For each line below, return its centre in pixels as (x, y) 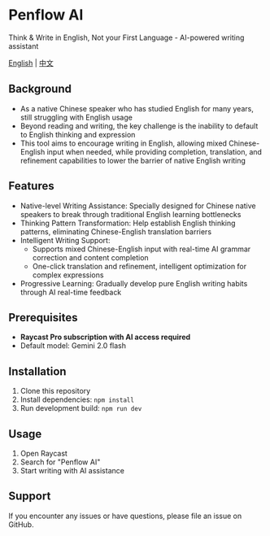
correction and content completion (90, 257)
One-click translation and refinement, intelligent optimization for (139, 266)
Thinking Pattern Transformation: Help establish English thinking (128, 223)
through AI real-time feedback (71, 292)
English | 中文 (31, 63)
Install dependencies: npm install (77, 399)
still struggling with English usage (76, 117)
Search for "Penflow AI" (60, 462)
